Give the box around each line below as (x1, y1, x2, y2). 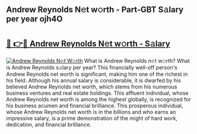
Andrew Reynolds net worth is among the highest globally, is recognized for (6, 96, 191, 103)
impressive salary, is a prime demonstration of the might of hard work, (6, 115, 178, 122)
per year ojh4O (6, 14, 63, 24)
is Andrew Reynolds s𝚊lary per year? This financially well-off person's (6, 64, 178, 71)
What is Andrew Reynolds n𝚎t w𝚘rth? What (84, 58, 190, 64)
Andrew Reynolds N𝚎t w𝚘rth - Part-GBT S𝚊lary (6, 5, 184, 15)
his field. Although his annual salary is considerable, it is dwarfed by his (6, 77, 181, 84)
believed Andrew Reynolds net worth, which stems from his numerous (6, 83, 177, 90)
